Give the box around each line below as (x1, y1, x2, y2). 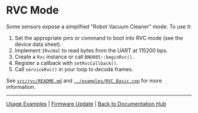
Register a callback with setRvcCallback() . (14, 59, 118, 67)
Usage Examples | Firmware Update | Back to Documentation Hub (6, 100, 167, 107)
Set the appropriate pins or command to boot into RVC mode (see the (14, 34, 183, 41)
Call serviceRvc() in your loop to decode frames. (14, 65, 134, 72)
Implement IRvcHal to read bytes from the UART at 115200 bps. (14, 46, 168, 54)
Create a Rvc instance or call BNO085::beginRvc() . (14, 53, 134, 60)
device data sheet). (14, 41, 62, 48)
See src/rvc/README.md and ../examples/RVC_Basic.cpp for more (6, 77, 162, 84)
